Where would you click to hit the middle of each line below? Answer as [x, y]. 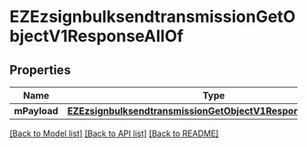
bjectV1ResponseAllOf [97, 36]
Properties [40, 70]
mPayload [37, 111]
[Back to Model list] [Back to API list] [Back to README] [114, 133]
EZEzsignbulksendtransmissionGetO [153, 17]
